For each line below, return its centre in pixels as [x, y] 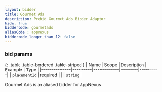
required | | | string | [61, 75]
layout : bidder [20, 10]
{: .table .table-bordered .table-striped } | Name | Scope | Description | [76, 65]
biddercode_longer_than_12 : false [40, 37]
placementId [24, 76]
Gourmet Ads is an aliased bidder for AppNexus [53, 85]
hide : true [16, 23]
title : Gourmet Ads [25, 14]
